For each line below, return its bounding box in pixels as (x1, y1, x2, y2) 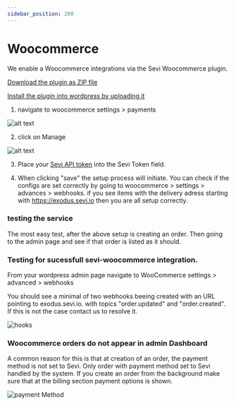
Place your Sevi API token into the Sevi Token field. (17, 160, 166, 168)
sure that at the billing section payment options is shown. (7, 377, 173, 386)
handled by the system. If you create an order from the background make (7, 369, 221, 378)
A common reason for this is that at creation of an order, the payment (7, 354, 208, 363)
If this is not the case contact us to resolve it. (7, 307, 138, 316)
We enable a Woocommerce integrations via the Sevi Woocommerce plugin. (7, 64, 228, 73)
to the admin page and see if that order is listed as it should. (7, 237, 182, 246)
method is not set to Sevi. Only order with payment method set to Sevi (7, 362, 211, 371)
